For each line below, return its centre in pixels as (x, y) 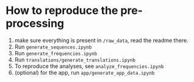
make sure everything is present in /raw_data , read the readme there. (101, 40)
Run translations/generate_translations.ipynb (75, 60)
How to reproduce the (62, 11)
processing (35, 23)
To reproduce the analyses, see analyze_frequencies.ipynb (89, 66)
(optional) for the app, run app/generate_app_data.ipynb (84, 72)
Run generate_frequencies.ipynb (56, 53)
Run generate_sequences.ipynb (53, 47)
